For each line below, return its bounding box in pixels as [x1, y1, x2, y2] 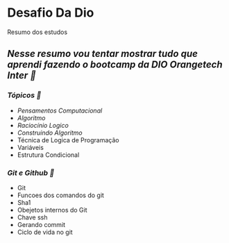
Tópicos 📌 [7, 90, 42, 100]
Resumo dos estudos [7, 28, 68, 36]
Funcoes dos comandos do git [17, 191, 104, 199]
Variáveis [17, 143, 44, 151]
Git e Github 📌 [7, 168, 55, 178]
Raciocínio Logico [17, 121, 69, 129]
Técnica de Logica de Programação [17, 135, 119, 144]
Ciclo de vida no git [17, 228, 73, 236]
